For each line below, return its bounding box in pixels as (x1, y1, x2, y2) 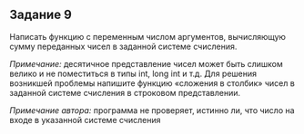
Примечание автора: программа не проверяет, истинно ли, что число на (9, 104, 295, 116)
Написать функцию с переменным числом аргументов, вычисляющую (9, 31, 287, 42)
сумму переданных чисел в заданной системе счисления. (9, 41, 238, 52)
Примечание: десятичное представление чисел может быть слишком (9, 58, 284, 69)
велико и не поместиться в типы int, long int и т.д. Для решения (9, 68, 258, 79)
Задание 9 (9, 7, 73, 23)
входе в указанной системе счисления (9, 114, 161, 125)
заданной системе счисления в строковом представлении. (9, 87, 241, 98)
